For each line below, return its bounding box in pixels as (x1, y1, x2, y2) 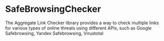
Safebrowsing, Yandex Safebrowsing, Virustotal (5, 30, 104, 36)
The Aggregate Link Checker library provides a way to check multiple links (5, 20, 159, 26)
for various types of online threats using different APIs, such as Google (5, 25, 152, 31)
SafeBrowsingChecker (5, 3, 101, 15)
